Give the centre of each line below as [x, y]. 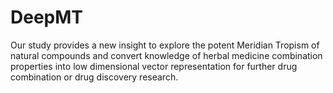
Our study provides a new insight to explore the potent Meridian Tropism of [165, 45]
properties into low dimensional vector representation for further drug [154, 66]
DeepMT [47, 17]
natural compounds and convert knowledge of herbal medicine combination [166, 55]
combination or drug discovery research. [94, 77]
